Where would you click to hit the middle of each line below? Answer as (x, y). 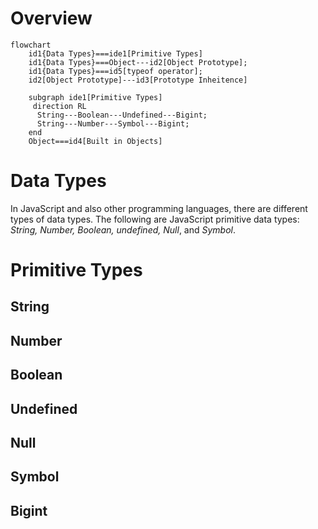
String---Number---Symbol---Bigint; (113, 123)
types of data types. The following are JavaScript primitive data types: (155, 219)
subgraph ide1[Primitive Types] (95, 97)
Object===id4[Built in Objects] (95, 141)
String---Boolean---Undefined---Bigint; (122, 115)
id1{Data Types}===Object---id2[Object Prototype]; (138, 62)
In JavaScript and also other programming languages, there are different (159, 208)
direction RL (59, 106)
